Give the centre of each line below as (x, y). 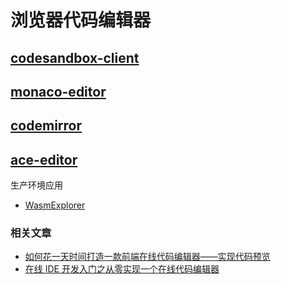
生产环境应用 (36, 185)
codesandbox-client (75, 57)
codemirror (46, 126)
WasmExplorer (55, 205)
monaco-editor (58, 91)
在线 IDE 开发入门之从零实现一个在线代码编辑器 (122, 269)
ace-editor (44, 159)
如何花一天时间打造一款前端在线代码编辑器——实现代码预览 (147, 257)
